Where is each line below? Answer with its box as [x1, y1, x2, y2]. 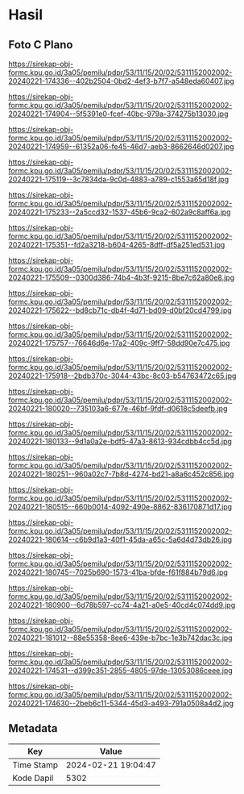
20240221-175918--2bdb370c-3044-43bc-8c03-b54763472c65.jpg [8, 371, 237, 380]
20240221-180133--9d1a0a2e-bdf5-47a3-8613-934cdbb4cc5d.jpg [8, 437, 232, 446]
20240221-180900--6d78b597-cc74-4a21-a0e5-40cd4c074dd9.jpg [8, 601, 236, 609]
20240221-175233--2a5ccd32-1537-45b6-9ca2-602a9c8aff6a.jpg [8, 207, 231, 217]
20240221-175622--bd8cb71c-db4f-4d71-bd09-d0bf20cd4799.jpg [8, 306, 232, 315]
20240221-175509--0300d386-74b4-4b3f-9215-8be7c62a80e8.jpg [8, 272, 235, 282]
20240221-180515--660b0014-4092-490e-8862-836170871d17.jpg [8, 502, 232, 511]
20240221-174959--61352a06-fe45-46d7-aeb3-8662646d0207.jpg [8, 142, 235, 151]
